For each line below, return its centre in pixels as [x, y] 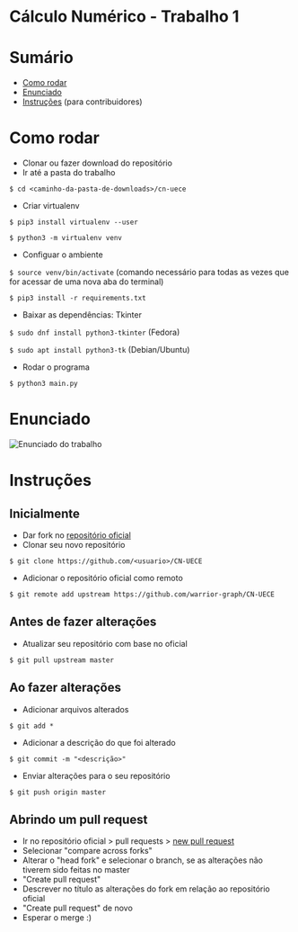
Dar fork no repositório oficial [77, 535]
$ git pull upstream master [62, 660]
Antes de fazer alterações [83, 622]
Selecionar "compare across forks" [87, 851]
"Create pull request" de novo [77, 908]
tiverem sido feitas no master [76, 870]
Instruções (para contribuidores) [82, 102]
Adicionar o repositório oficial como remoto [103, 578]
